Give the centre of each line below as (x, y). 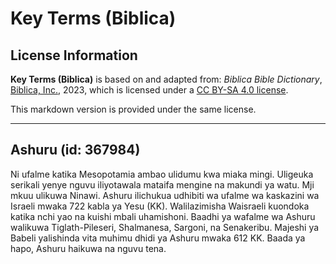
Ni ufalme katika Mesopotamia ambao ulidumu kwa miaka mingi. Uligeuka (162, 174)
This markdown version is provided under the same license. (133, 109)
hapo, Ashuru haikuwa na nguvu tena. (88, 248)
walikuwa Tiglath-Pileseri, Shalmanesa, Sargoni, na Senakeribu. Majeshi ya (165, 227)
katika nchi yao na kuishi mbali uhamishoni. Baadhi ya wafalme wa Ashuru (163, 216)
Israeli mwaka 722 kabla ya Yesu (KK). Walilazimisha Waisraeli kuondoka (160, 206)
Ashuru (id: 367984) (75, 150)
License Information (74, 55)
